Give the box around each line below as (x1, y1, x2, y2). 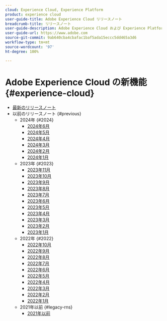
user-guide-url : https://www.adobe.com (5, 30, 88, 35)
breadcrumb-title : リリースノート (5, 21, 71, 26)
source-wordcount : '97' (5, 44, 55, 49)
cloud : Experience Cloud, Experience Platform (5, 7, 103, 12)
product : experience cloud (5, 12, 61, 17)
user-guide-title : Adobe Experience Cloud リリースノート (5, 16, 123, 21)
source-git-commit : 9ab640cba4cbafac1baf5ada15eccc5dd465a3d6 (5, 35, 137, 40)
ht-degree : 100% (5, 49, 39, 54)
